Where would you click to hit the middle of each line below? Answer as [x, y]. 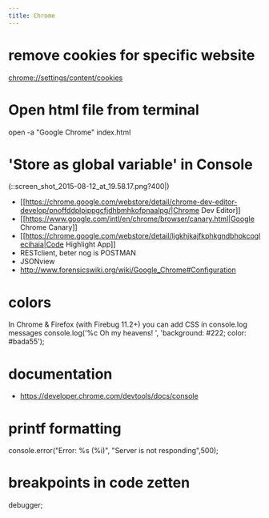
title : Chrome [32, 16]
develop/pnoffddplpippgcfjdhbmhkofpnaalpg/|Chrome [110, 211]
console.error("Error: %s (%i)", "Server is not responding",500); [113, 451]
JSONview [37, 262]
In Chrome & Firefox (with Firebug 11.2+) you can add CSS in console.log [128, 324]
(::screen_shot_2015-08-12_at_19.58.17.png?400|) [89, 187]
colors [30, 302]
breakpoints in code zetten [99, 483]
